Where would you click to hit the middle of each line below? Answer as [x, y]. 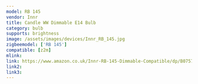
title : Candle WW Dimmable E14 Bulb [51, 22]
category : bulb [25, 28]
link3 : [14, 72]
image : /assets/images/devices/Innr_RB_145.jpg [66, 39]
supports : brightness [33, 34]
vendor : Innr [22, 17]
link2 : [14, 67]
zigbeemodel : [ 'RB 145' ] [37, 45]
